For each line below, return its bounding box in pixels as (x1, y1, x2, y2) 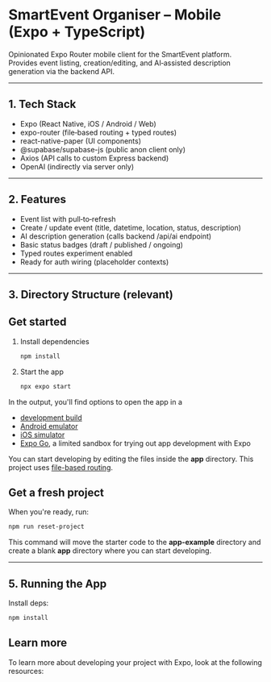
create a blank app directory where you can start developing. (8, 546, 212, 555)
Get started (8, 315, 67, 329)
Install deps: (8, 598, 49, 608)
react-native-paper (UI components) (19, 135, 142, 146)
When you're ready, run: (8, 507, 89, 517)
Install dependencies (19, 336, 90, 346)
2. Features (8, 193, 67, 206)
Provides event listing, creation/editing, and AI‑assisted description (8, 58, 231, 68)
